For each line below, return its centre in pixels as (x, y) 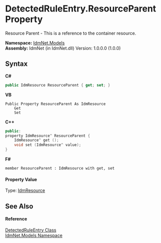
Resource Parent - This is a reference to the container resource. (71, 33)
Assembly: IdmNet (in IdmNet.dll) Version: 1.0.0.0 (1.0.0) (63, 48)
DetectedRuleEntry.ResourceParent (81, 9)
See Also (19, 206)
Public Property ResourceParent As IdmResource (56, 104)
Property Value (21, 179)
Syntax (16, 64)
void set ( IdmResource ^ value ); (48, 145)
